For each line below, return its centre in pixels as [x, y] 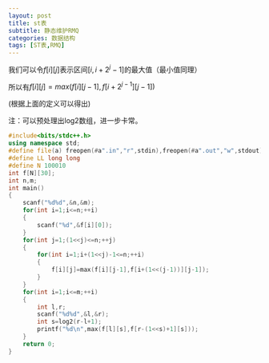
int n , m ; [23, 181]
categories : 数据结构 [42, 38]
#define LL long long [44, 158]
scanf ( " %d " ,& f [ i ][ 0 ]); [75, 225]
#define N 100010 [37, 166]
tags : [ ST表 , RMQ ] [37, 46]
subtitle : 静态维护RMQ [44, 30]
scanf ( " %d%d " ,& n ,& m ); [58, 203]
